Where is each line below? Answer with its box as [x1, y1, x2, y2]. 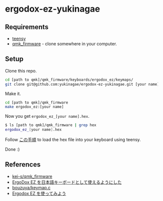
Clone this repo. [5, 68, 37, 73]
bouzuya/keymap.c [12, 184, 51, 190]
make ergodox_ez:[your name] [5, 105, 64, 110]
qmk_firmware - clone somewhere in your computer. [12, 41, 117, 47]
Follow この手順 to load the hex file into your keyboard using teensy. [5, 137, 141, 143]
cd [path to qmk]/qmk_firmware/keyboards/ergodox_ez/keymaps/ [5, 77, 133, 82]
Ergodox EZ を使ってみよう [12, 190, 66, 196]
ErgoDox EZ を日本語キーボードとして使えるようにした [12, 179, 122, 185]
